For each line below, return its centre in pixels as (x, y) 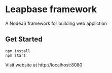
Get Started (24, 39)
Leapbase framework (51, 9)
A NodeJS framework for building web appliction (56, 23)
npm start (16, 55)
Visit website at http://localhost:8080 (44, 65)
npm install (18, 51)
